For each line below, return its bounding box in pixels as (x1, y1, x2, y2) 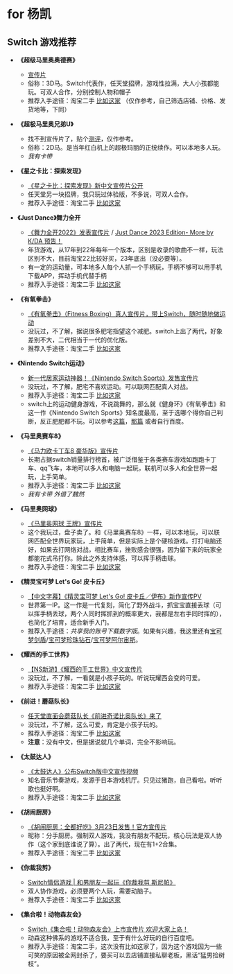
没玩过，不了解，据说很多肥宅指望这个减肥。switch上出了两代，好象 (27, 327, 223, 335)
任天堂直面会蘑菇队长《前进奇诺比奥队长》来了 (27, 712, 162, 720)
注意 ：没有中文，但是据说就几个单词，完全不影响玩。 (27, 738, 180, 746)
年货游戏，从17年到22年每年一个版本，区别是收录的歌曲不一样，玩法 (27, 245, 224, 254)
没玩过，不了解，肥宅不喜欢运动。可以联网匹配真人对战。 (27, 383, 192, 390)
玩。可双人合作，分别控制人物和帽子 (27, 88, 132, 96)
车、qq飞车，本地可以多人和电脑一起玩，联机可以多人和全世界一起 (27, 464, 218, 472)
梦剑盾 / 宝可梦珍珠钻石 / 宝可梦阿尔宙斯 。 (27, 636, 142, 643)
